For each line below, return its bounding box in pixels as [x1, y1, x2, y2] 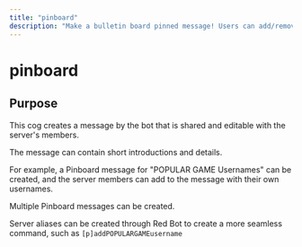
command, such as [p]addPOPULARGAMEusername [9, 227, 182, 238]
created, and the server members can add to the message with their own [9, 173, 280, 184]
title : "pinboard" [9, 13, 78, 22]
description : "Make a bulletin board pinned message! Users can [9, 22, 255, 31]
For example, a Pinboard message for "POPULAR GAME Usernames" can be [9, 163, 292, 175]
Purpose [9, 96, 58, 111]
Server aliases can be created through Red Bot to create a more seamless [9, 217, 283, 229]
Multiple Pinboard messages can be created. [9, 200, 175, 211]
